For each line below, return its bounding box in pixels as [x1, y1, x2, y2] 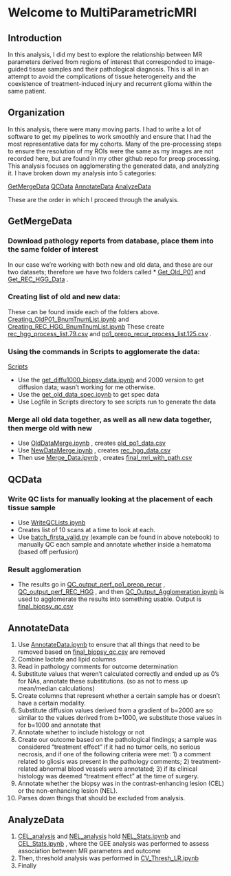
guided [8, 65, 28, 73]
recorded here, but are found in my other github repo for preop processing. [8, 154, 221, 162]
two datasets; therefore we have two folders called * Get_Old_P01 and [8, 267, 206, 276]
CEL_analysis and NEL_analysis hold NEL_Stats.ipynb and [17, 832, 181, 840]
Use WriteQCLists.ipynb [17, 518, 86, 527]
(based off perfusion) [17, 548, 78, 556]
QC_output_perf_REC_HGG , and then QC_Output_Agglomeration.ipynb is [17, 588, 224, 596]
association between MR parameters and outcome [17, 847, 161, 855]
